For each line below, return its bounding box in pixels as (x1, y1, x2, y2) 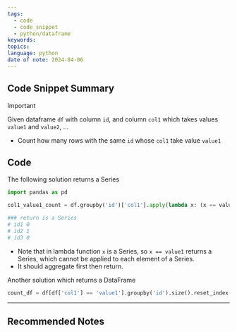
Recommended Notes (7, 315, 104, 327)
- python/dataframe (13, 30, 71, 37)
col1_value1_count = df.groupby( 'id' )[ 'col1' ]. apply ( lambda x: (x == (7, 202, 217, 209)
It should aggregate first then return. (17, 262, 123, 271)
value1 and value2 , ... (7, 122, 69, 131)
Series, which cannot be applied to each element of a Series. (17, 254, 195, 263)
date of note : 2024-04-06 (7, 57, 83, 64)
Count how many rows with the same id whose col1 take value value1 (17, 136, 221, 145)
